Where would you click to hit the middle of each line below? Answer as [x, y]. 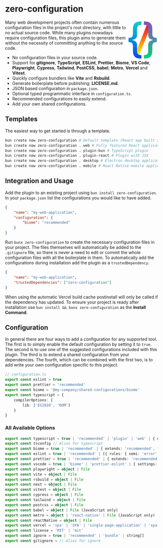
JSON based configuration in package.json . [55, 88]
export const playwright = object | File [48, 469]
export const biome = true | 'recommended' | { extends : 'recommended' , [80, 449]
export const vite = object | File [41, 474]
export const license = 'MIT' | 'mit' [44, 531]
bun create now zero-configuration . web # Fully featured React [72, 145]
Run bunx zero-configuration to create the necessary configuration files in [80, 242]
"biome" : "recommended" [46, 223]
